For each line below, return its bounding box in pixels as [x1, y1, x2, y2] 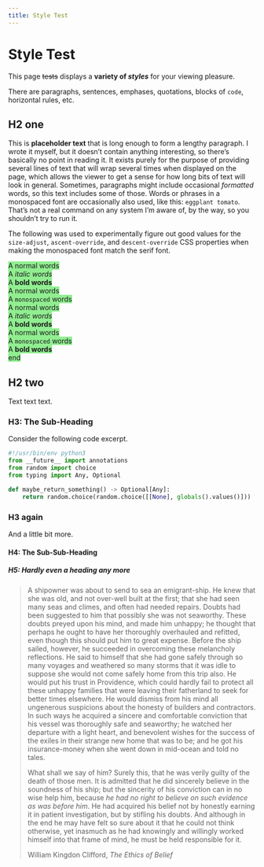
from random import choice [8, 464, 97, 472]
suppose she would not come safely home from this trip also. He [27, 669, 237, 678]
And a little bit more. [8, 529, 74, 539]
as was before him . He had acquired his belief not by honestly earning [27, 801, 255, 810]
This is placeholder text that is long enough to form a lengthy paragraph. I [8, 138, 249, 148]
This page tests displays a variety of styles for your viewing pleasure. [8, 72, 236, 81]
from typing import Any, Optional [8, 471, 122, 480]
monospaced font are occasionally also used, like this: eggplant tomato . [8, 197, 240, 207]
